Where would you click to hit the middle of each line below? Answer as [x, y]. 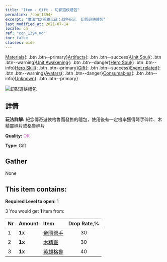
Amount [28, 224]
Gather [16, 161]
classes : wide [20, 43]
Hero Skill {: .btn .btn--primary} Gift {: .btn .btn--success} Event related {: [88, 68]
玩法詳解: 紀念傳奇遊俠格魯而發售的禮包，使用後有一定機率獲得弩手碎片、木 [84, 119]
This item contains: [36, 189]
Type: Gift [16, 145]
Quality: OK [18, 136]
